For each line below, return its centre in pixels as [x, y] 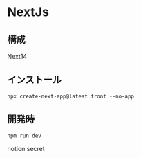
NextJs [28, 12]
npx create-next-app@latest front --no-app [71, 96]
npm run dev [24, 136]
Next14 [17, 56]
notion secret [26, 148]
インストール [35, 80]
